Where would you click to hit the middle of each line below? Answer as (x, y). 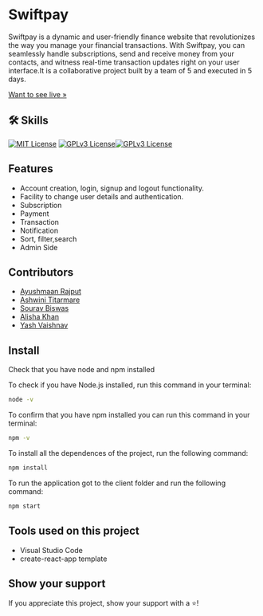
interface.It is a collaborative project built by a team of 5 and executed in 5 (130, 70)
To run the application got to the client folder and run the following (117, 483)
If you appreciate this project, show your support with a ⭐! (104, 603)
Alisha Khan (39, 317)
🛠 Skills (29, 121)
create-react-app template (63, 559)
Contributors (41, 272)
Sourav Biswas (44, 308)
